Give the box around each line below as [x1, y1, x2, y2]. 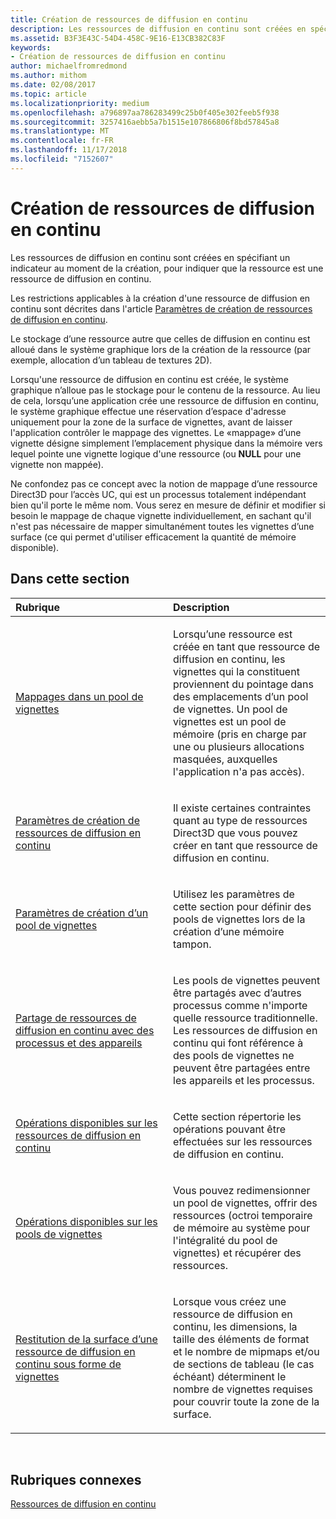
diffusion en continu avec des [15, 1023, 155, 1037]
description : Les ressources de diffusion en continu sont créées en [10, 24, 307, 34]
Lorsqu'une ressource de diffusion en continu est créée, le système [10, 373, 289, 385]
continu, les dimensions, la [173, 1319, 298, 1333]
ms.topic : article [10, 89, 87, 99]
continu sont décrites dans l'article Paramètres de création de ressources [10, 302, 313, 315]
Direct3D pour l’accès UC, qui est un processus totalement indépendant [10, 488, 307, 500]
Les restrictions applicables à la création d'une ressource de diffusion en [10, 292, 311, 304]
